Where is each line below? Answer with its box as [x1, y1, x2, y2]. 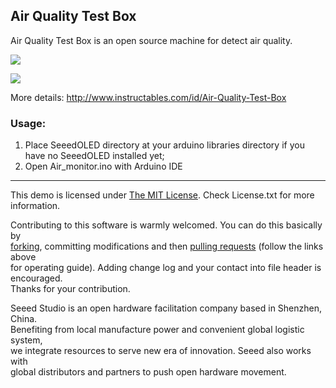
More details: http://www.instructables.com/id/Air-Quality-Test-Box [10, 91, 287, 103]
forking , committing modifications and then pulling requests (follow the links [10, 240, 324, 253]
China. [10, 313, 38, 325]
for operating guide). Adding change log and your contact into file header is [10, 262, 322, 274]
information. [10, 200, 61, 212]
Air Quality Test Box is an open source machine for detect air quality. [10, 34, 293, 46]
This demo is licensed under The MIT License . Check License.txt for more [10, 189, 315, 201]
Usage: [10, 116, 47, 130]
